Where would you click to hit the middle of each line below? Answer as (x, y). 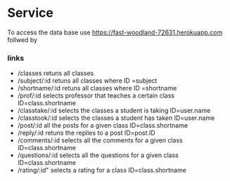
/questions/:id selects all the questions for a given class (98, 155)
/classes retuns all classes (56, 73)
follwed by (22, 39)
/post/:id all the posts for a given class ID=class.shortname (103, 126)
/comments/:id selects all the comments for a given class (100, 140)
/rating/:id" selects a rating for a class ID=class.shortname (102, 170)
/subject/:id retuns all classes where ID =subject (87, 81)
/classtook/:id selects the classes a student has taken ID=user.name (116, 118)
